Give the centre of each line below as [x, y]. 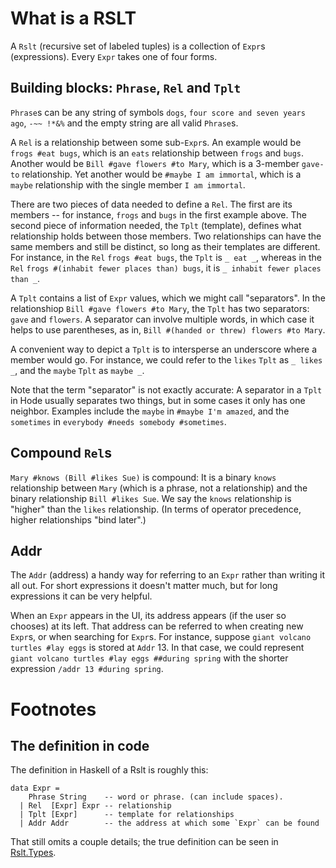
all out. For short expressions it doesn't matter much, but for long [144, 586]
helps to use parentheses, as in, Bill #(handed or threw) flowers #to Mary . [168, 329]
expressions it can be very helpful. [81, 596]
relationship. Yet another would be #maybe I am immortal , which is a [161, 174]
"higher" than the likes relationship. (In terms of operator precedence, [156, 509]
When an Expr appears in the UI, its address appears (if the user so [148, 616]
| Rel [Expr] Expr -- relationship [95, 806]
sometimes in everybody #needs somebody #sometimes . [118, 421]
